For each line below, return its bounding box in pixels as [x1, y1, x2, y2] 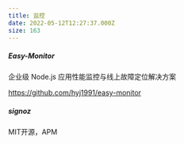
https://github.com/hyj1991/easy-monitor [8, 88, 141, 98]
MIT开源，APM [8, 127, 58, 137]
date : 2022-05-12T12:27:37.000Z [8, 19, 115, 27]
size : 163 [8, 26, 41, 34]
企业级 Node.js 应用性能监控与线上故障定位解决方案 [8, 72, 177, 82]
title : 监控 [8, 11, 45, 20]
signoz [8, 106, 32, 115]
